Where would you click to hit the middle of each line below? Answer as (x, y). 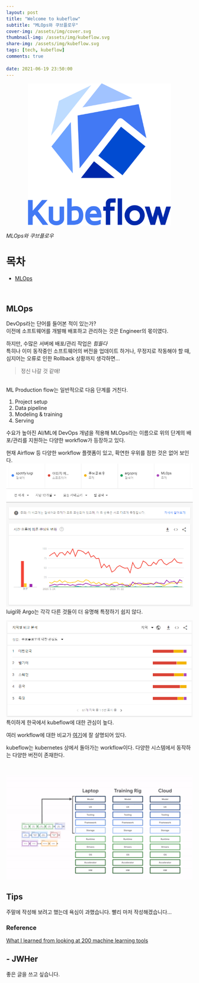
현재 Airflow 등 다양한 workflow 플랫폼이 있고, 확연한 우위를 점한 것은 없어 (92, 453)
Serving (24, 421)
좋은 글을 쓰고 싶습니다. (33, 974)
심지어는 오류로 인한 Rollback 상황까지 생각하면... (63, 358)
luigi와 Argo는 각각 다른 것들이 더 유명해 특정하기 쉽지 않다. (75, 612)
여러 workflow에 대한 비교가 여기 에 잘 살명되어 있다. (66, 735)
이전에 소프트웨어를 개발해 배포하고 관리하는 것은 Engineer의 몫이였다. (87, 331)
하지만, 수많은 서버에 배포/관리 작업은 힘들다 (57, 344)
